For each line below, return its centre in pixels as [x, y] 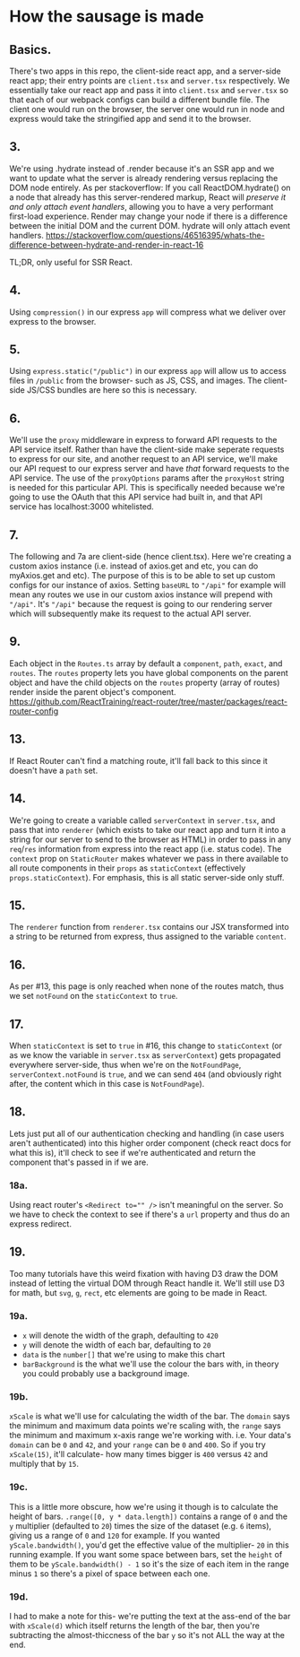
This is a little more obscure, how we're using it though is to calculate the [144, 1506]
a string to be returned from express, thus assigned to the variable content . [148, 937]
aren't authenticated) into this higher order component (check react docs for [150, 1143]
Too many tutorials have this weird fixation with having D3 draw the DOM [144, 1273]
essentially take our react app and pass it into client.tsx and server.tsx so [149, 90]
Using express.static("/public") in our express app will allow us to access [148, 371]
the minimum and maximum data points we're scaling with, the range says [145, 1426]
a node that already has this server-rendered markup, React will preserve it [148, 197]
